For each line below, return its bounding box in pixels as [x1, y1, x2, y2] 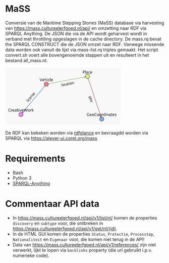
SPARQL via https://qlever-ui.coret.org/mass [5, 135, 97, 141]
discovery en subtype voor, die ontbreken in [12, 220, 103, 226]
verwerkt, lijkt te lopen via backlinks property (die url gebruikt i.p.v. [12, 247, 152, 253]
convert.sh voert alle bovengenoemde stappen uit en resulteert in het [5, 52, 149, 58]
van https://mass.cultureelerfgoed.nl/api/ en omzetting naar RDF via [5, 25, 147, 31]
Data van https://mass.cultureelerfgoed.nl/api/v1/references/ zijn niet [12, 241, 156, 248]
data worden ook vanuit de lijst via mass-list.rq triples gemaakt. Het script [5, 47, 158, 53]
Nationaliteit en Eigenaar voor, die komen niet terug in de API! [12, 236, 145, 242]
